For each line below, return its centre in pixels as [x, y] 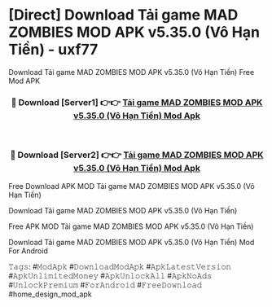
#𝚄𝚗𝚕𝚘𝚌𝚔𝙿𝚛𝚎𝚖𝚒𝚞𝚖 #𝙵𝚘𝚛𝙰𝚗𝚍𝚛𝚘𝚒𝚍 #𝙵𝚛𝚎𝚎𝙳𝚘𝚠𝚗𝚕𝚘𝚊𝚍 [105, 285]
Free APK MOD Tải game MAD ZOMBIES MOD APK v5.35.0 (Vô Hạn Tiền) [131, 226]
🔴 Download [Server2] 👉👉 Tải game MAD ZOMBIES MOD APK [137, 155]
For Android [29, 251]
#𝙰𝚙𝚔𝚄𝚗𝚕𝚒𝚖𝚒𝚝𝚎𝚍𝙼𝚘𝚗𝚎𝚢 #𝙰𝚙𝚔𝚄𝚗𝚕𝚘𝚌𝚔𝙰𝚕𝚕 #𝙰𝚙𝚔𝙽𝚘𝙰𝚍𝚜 [110, 275]
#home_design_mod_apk [50, 294]
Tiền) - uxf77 [53, 50]
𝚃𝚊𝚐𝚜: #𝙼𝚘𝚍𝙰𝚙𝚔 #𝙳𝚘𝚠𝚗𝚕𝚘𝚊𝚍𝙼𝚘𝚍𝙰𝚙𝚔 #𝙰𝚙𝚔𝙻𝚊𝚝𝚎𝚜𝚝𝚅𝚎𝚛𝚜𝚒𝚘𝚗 [120, 266]
